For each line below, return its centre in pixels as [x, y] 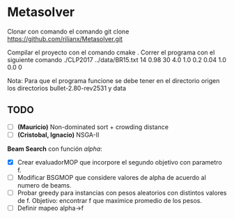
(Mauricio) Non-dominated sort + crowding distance [93, 127]
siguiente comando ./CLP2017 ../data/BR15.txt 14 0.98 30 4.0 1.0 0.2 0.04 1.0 [117, 59]
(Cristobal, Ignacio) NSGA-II [58, 135]
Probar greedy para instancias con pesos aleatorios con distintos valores [122, 193]
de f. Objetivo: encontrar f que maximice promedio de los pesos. [110, 201]
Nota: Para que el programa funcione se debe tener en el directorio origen [114, 80]
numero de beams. [44, 185]
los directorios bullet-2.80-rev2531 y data [67, 88]
